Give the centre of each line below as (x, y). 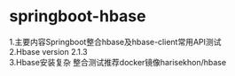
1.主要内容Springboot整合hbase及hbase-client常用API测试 (115, 42)
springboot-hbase (78, 16)
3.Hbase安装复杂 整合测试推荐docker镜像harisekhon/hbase (118, 62)
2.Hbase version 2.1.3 (48, 51)
